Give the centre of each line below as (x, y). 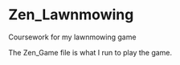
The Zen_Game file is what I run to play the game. (90, 52)
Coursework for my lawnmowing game (72, 37)
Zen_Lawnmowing (71, 15)
